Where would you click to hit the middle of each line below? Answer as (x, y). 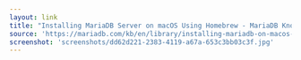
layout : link (34, 17)
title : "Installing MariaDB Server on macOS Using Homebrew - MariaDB (144, 26)
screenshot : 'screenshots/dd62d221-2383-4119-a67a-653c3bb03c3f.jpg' (142, 42)
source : (24, 34)
